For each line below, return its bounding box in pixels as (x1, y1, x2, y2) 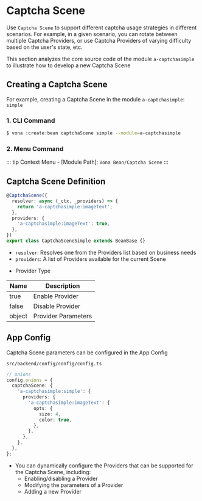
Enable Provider (33, 291, 79, 300)
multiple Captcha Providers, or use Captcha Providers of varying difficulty (6, 37, 192, 44)
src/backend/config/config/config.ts (6, 360, 102, 367)
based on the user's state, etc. (6, 43, 83, 51)
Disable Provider (33, 302, 81, 310)
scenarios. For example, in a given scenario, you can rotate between (6, 30, 178, 37)
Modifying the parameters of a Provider (24, 481, 124, 489)
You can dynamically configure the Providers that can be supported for (15, 462, 193, 469)
